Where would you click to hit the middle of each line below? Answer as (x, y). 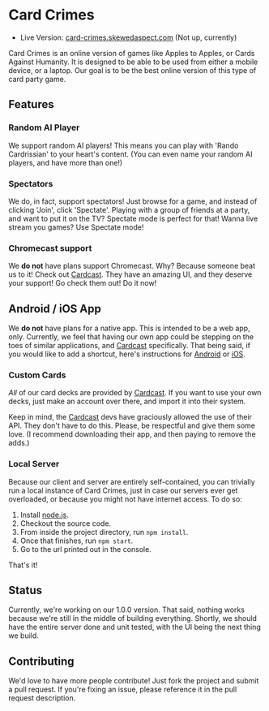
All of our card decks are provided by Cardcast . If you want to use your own (135, 393)
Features (31, 104)
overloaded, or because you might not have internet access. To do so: (126, 499)
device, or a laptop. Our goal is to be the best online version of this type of (132, 70)
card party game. (37, 79)
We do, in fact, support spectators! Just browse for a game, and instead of (133, 201)
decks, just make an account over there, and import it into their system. (127, 401)
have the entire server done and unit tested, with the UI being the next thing (134, 627)
